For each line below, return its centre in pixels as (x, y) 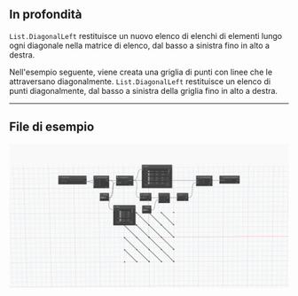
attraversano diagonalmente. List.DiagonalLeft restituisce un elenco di (140, 81)
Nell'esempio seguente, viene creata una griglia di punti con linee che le (141, 72)
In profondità (46, 15)
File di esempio (52, 127)
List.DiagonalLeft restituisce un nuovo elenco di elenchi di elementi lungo (145, 35)
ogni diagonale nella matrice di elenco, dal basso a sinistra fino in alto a (140, 45)
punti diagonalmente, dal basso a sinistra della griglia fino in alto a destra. (143, 90)
